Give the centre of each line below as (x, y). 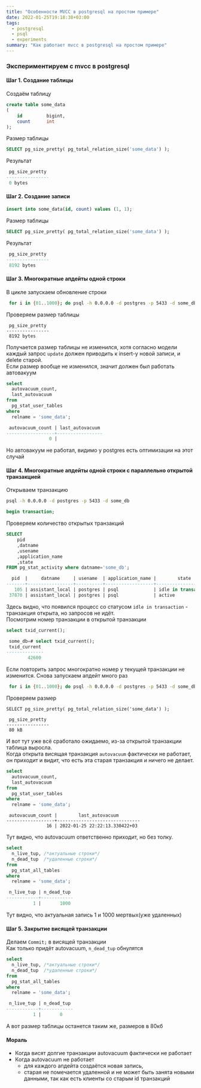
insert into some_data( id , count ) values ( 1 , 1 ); (69, 209)
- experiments (29, 40)
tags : (13, 23)
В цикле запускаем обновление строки (56, 292)
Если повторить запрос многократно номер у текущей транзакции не (96, 669)
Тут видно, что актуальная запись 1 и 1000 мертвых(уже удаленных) (94, 915)
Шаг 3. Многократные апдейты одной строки (66, 279)
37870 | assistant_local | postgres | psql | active (92, 595)
